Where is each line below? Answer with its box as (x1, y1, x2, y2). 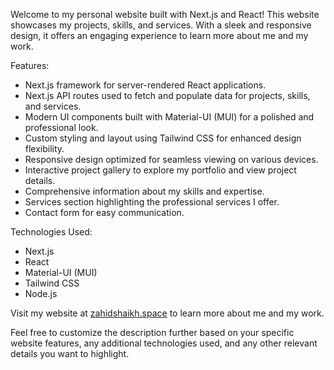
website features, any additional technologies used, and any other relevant (10, 337, 318, 349)
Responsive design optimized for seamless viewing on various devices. (24, 154, 319, 165)
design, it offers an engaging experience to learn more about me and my (10, 30, 309, 41)
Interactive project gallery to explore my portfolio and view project (24, 164, 297, 176)
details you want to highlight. (10, 348, 130, 359)
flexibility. (24, 143, 65, 154)
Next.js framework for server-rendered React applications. (24, 79, 267, 91)
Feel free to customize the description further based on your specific (10, 327, 295, 338)
